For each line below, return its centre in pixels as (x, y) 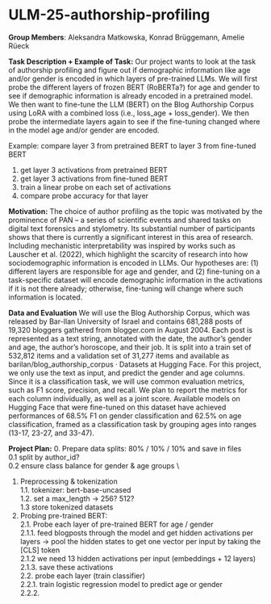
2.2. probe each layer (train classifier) (82, 576)
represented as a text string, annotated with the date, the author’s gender (130, 338)
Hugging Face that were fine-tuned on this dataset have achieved (117, 407)
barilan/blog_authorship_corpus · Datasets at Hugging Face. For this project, (135, 364)
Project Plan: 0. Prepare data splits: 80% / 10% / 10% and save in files (125, 448)
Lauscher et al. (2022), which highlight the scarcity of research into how (128, 254)
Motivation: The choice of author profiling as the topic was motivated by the (135, 211)
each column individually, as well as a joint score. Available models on (124, 398)
